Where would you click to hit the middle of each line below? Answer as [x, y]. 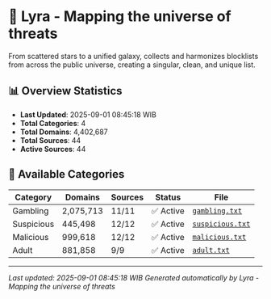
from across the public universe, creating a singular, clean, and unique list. [132, 65]
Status [168, 197]
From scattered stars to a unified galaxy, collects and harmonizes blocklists [133, 56]
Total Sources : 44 [50, 140]
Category [33, 197]
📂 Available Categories [67, 174]
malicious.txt [219, 237]
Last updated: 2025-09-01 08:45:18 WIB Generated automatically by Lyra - [134, 277]
